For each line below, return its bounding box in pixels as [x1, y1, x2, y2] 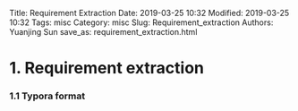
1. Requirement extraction [9, 58, 204, 79]
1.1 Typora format [9, 90, 86, 102]
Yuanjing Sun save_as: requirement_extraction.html [9, 27, 198, 37]
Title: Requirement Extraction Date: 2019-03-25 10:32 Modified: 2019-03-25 [9, 8, 290, 18]
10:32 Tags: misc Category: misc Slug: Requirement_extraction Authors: [9, 17, 274, 28]
